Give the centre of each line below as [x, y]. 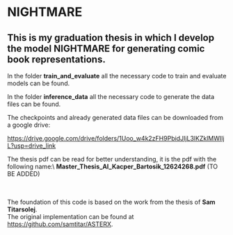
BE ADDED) [24, 174]
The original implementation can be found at [71, 217]
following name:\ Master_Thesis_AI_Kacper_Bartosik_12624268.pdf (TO [112, 166]
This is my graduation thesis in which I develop [111, 38]
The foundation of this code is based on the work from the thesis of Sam [111, 202]
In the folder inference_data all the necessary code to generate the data [111, 97]
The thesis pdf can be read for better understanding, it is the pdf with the [112, 159]
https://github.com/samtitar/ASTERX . [60, 224]
